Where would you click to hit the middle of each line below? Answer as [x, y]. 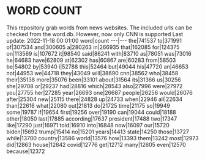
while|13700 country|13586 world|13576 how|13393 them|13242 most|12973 [102, 138]
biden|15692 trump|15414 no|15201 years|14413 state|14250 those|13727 [98, 132]
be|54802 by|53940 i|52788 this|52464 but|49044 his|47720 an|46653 [97, 66]
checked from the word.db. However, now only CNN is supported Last [95, 34]
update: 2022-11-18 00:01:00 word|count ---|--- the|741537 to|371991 [94, 40]
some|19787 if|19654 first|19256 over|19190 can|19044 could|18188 [91, 112]
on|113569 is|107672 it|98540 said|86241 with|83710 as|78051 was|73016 [99, 53]
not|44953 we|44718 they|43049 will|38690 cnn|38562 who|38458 [92, 73]
